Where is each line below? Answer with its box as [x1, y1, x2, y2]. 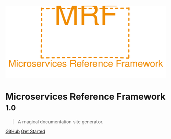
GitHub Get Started [5, 128, 45, 134]
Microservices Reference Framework [5, 91, 166, 102]
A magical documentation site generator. [17, 118, 104, 125]
